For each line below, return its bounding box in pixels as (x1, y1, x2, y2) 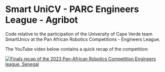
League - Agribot (5, 14, 78, 26)
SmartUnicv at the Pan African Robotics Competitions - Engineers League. (5, 36, 160, 42)
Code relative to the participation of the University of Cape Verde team (5, 31, 153, 37)
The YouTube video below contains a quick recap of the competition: (5, 46, 149, 52)
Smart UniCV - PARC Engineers (5, 4, 139, 15)
